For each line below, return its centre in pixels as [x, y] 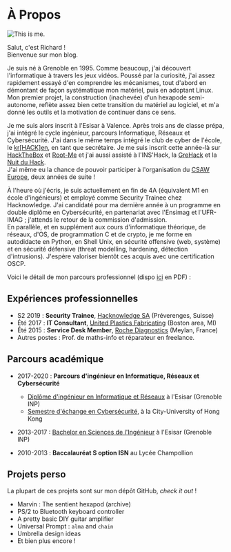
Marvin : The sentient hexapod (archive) [74, 504]
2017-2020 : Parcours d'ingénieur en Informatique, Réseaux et [108, 376]
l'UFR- [208, 212]
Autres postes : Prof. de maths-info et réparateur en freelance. [106, 337]
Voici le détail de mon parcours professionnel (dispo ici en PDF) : [99, 277]
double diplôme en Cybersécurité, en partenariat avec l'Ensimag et [102, 212]
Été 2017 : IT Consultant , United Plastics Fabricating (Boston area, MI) [117, 323]
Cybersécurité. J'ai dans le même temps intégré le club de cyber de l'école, [114, 140]
